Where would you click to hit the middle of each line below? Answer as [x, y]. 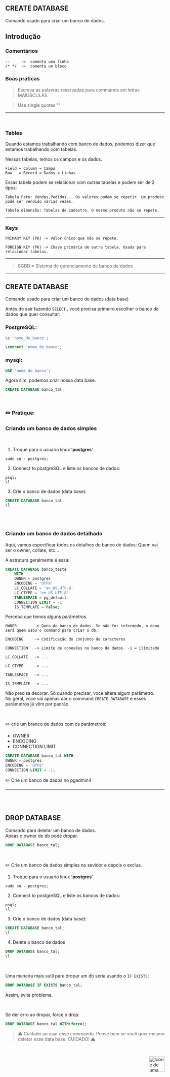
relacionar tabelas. [27, 252]
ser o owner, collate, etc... [32, 550]
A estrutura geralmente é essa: [37, 560]
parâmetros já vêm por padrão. [37, 704]
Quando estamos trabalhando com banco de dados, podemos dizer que [80, 144]
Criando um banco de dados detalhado [54, 534]
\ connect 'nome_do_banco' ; [34, 347]
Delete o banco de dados [39, 942]
